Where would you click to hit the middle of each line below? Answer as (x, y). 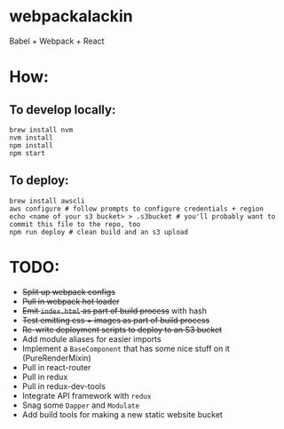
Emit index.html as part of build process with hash (114, 310)
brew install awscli (47, 201)
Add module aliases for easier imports (91, 338)
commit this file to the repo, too (75, 224)
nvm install (31, 138)
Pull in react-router (56, 367)
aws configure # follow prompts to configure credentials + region (137, 209)
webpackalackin (71, 16)
